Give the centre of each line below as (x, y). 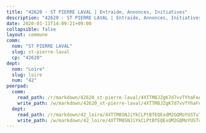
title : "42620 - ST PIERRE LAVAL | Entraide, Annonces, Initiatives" (97, 12)
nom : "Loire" (29, 69)
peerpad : (17, 86)
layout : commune (27, 35)
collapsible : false (31, 29)
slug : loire (27, 75)
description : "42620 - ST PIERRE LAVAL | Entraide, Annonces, (87, 18)
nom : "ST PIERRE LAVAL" (42, 47)
